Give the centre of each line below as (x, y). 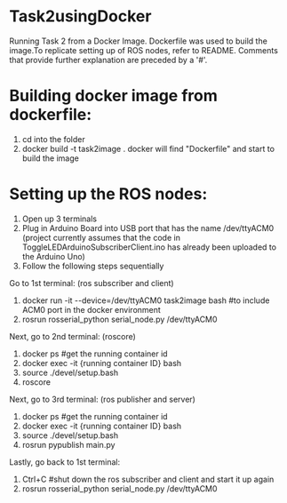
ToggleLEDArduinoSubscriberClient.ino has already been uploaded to (149, 247)
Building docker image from (113, 96)
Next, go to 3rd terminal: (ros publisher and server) (102, 399)
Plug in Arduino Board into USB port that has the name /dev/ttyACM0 (148, 228)
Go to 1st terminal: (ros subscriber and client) (92, 283)
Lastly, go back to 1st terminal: (65, 462)
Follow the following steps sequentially (93, 266)
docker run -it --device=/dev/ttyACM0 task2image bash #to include (146, 300)
